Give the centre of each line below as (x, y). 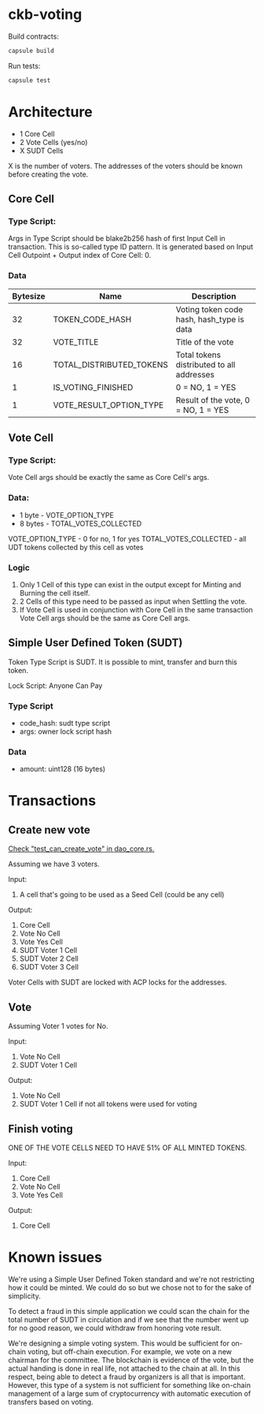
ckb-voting (45, 15)
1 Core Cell (37, 134)
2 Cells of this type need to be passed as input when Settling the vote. (133, 601)
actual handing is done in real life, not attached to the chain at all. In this (125, 1368)
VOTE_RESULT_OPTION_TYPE (108, 405)
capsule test (29, 80)
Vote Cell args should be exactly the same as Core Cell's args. (109, 478)
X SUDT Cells (41, 151)
